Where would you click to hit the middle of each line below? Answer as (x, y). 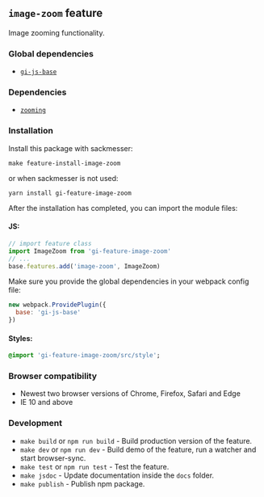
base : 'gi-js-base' (48, 313)
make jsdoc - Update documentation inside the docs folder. (117, 475)
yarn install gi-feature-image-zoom (70, 193)
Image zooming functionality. (57, 32)
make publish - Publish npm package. (82, 483)
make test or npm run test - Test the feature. (94, 466)
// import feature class (50, 243)
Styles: (21, 338)
